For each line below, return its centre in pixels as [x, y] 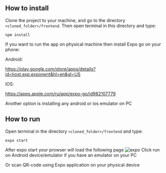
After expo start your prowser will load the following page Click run [82, 149]
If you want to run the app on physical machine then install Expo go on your [83, 44]
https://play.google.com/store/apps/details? [51, 69]
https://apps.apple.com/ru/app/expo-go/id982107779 [61, 94]
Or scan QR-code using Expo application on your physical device [72, 164]
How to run [23, 119]
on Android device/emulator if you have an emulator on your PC [71, 155]
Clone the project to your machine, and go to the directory [65, 20]
